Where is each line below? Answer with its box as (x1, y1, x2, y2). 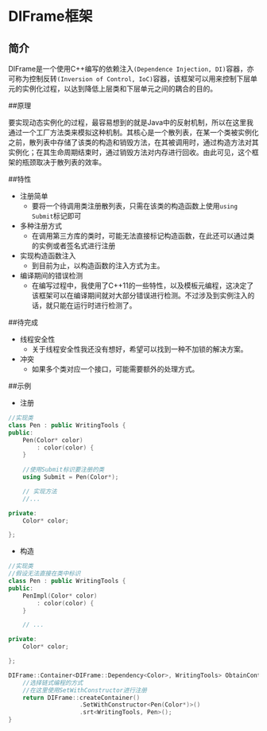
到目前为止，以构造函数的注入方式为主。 (31, 261, 164, 270)
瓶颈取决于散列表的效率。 (21, 157, 106, 167)
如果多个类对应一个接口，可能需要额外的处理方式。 (31, 364, 199, 374)
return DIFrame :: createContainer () (22, 694, 141, 702)
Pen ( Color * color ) (22, 436, 83, 444)
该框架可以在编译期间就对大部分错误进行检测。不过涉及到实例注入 (31, 291, 248, 300)
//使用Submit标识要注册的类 (22, 466, 105, 474)
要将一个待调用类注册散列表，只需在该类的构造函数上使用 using (31, 201, 238, 211)
